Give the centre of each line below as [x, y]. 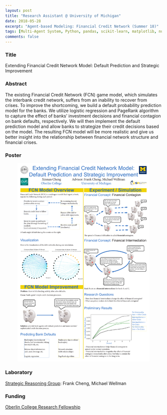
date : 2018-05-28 [23, 21]
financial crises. [21, 142]
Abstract [16, 84]
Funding [15, 396]
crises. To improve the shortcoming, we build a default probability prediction [83, 105]
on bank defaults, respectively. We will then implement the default [73, 121]
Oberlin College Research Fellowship [43, 407]
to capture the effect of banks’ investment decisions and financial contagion [83, 116]
